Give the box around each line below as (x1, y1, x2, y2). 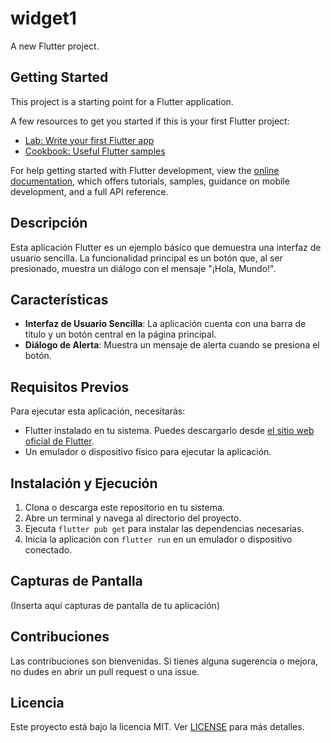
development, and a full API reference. (10, 185, 169, 197)
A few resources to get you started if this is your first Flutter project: (10, 115, 290, 127)
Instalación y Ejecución (10, 475, 158, 492)
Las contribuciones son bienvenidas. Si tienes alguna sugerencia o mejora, (10, 655, 319, 667)
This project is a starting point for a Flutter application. (10, 95, 234, 107)
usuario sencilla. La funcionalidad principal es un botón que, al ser (10, 252, 283, 264)
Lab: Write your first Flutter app (24, 134, 155, 146)
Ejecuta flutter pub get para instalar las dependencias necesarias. (24, 523, 305, 534)
